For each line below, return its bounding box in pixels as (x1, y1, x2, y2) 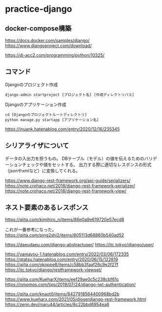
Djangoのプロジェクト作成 (5, 81, 58, 87)
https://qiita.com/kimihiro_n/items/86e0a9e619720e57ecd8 (5, 217, 124, 223)
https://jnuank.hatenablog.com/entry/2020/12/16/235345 (5, 126, 120, 132)
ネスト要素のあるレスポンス (5, 204, 89, 212)
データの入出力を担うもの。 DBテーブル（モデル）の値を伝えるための (5, 156, 144, 161)
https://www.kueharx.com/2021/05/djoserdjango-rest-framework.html (5, 296, 146, 302)
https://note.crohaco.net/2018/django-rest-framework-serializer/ (5, 182, 136, 188)
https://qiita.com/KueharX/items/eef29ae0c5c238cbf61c (5, 276, 120, 283)
